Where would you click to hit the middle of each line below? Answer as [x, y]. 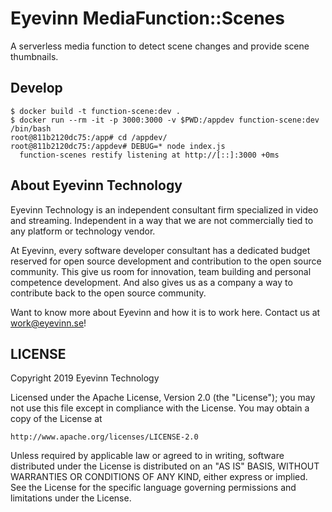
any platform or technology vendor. [83, 231]
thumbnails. [34, 56]
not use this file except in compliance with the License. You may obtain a [160, 408]
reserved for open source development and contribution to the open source [166, 261]
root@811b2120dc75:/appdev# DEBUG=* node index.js [118, 146]
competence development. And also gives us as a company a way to [151, 282]
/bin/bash [31, 128]
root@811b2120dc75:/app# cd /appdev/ [89, 137]
